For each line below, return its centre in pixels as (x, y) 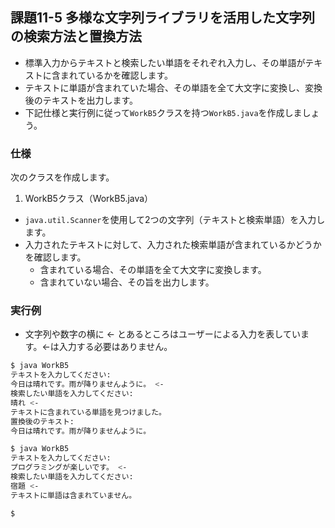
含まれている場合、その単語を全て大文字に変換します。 (153, 270)
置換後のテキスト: (42, 421)
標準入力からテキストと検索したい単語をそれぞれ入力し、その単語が (165, 62)
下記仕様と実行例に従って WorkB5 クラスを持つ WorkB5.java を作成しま (163, 112)
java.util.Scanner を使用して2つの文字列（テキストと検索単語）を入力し (175, 220)
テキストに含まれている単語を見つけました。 (88, 412)
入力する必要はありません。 (115, 347)
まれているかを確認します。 (116, 75)
